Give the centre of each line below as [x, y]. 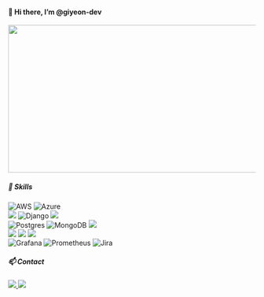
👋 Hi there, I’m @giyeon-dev [55, 12]
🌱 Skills [20, 187]
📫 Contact [26, 262]
